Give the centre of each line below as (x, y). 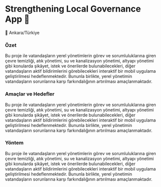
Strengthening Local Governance (73, 9)
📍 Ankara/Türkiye (22, 32)
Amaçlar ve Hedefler (30, 94)
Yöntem (14, 143)
